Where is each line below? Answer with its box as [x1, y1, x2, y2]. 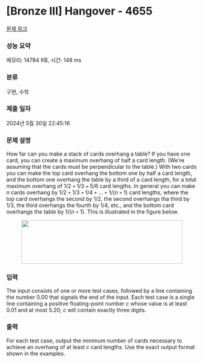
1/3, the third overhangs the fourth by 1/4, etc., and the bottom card [6, 201, 174, 209]
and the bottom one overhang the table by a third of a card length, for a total [6, 176, 197, 183]
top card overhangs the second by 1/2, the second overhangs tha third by [6, 195, 190, 203]
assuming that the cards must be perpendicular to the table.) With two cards [6, 163, 197, 171]
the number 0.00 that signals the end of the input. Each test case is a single [6, 293, 195, 301]
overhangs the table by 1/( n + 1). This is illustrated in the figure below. [6, 208, 179, 215]
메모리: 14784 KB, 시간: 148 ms [6, 56, 82, 64]
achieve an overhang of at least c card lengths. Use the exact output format [6, 343, 195, 350]
